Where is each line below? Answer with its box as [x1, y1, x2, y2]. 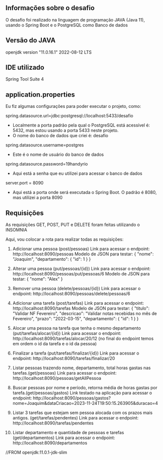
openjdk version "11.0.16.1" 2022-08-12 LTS [5, 49, 92, 55]
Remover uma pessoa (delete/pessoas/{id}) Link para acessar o [12, 286, 141, 292]
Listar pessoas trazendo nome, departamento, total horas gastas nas [12, 365, 151, 371]
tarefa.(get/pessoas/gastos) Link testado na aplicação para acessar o [12, 390, 152, 396]
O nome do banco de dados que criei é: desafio [12, 133, 109, 139]
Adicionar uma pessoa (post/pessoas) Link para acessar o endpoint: [12, 246, 150, 252]
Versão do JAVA [5, 36, 55, 44]
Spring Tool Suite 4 [5, 76, 44, 82]
